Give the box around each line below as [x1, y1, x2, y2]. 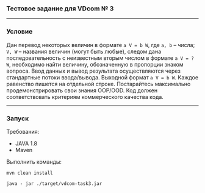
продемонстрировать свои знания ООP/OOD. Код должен [6, 87, 158, 94]
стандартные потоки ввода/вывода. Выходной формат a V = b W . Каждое [6, 73, 199, 81]
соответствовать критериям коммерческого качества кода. [6, 93, 164, 100]
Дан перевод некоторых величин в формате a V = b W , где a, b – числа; [6, 41, 195, 48]
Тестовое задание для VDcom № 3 [6, 4, 114, 13]
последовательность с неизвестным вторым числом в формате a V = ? [6, 54, 194, 62]
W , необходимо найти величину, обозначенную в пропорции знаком [6, 60, 184, 68]
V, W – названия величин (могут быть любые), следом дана [6, 48, 162, 55]
